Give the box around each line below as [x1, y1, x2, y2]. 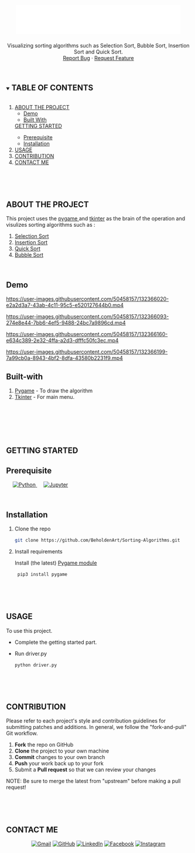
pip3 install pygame [17, 571, 67, 577]
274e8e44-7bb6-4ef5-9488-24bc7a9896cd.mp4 [6, 320, 126, 327]
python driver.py [14, 662, 57, 668]
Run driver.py [14, 650, 47, 657]
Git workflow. [6, 730, 38, 737]
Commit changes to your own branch [14, 754, 105, 761]
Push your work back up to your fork [14, 760, 104, 767]
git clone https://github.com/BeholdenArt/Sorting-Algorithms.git [14, 538, 180, 543]
